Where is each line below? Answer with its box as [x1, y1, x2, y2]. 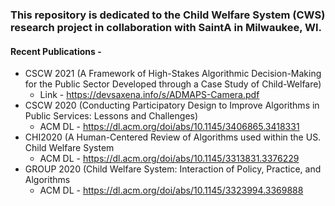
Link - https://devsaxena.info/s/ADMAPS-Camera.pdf [39, 89, 260, 101]
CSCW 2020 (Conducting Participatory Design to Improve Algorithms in [24, 99, 320, 112]
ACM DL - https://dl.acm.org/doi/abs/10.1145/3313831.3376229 [39, 153, 300, 165]
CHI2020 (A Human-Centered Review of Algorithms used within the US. [24, 131, 322, 143]
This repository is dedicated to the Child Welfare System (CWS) [10, 8, 326, 22]
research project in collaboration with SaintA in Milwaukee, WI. [10, 20, 323, 34]
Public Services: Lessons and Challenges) [24, 110, 199, 122]
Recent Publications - [10, 45, 102, 57]
